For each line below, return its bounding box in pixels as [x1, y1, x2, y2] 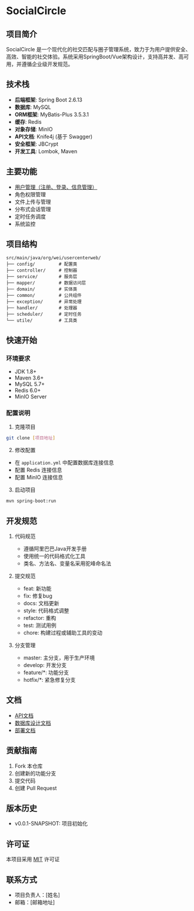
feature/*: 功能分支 [23, 669, 69, 676]
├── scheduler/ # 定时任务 [6, 311, 82, 318]
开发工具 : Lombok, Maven [14, 147, 78, 154]
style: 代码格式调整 [23, 607, 69, 614]
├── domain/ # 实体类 [6, 286, 78, 292]
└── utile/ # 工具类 [6, 318, 78, 324]
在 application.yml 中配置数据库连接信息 [14, 459, 115, 466]
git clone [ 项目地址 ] [6, 435, 56, 441]
